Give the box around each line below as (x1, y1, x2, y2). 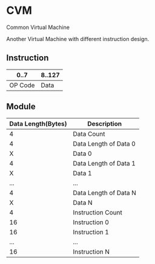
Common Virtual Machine (6, 24, 70, 31)
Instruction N (73, 247, 110, 256)
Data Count (73, 129, 105, 138)
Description (87, 119, 122, 127)
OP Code (9, 81, 35, 89)
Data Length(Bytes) (9, 119, 68, 127)
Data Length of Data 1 (73, 159, 136, 167)
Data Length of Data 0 (73, 140, 136, 148)
